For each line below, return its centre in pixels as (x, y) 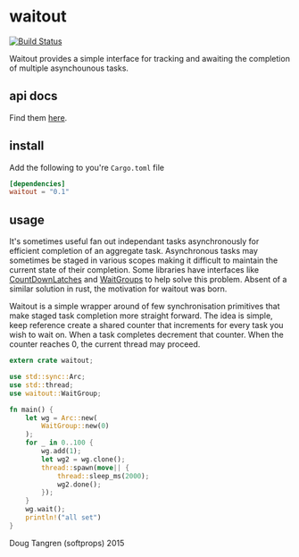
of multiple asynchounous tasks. (69, 68)
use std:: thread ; (42, 385)
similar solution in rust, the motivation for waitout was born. (118, 289)
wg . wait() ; (46, 510)
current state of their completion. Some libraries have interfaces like (134, 270)
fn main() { (31, 409)
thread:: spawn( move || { (85, 468)
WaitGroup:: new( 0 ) (75, 426)
